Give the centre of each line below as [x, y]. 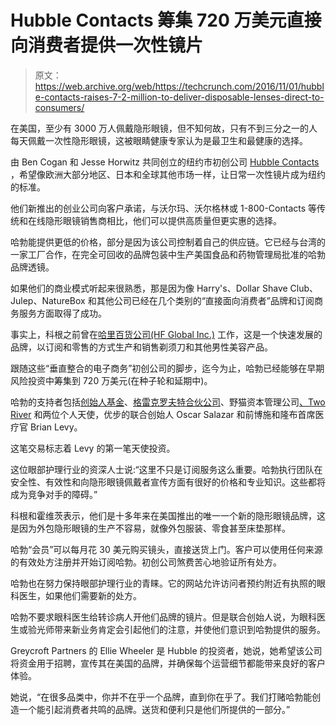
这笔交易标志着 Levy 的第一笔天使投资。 [93, 448]
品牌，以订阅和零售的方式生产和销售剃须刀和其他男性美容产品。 [141, 347]
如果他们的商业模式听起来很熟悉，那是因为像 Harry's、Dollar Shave [149, 288]
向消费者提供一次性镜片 [107, 45]
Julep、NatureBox [48, 300]
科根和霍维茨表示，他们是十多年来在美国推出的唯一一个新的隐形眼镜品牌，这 [168, 515]
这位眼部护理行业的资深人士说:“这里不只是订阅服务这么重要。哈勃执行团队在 [166, 469]
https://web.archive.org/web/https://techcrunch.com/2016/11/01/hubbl [179, 86]
